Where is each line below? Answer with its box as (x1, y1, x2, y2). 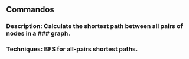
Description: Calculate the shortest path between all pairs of (6, 22, 183, 30)
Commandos (6, 5, 54, 15)
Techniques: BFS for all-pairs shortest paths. (6, 45, 138, 53)
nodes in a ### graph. (6, 29, 71, 37)
